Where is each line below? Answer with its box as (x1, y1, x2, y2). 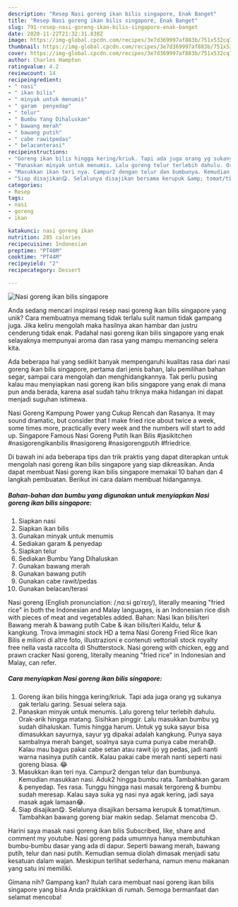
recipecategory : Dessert (8, 267, 81, 274)
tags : (8, 195, 24, 202)
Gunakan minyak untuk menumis (18, 532, 114, 540)
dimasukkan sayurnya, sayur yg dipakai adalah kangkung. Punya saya (18, 730, 222, 738)
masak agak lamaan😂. (18, 797, 85, 806)
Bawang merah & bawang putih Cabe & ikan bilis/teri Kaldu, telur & (8, 620, 201, 629)
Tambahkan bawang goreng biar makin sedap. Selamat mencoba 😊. (18, 812, 218, 821)
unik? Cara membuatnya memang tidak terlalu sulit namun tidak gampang (8, 313, 222, 322)
